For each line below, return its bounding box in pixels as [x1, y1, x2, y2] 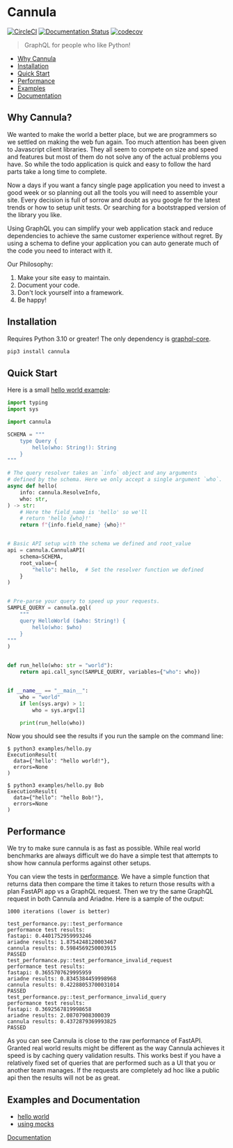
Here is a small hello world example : [7, 385, 111, 395]
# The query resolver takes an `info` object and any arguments [7, 469, 198, 477]
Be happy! [17, 295, 47, 304]
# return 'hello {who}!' [19, 515, 92, 522]
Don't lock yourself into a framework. [17, 288, 124, 297]
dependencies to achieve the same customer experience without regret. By [7, 231, 223, 240]
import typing [7, 399, 49, 406]
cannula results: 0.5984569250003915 [7, 945, 117, 952]
